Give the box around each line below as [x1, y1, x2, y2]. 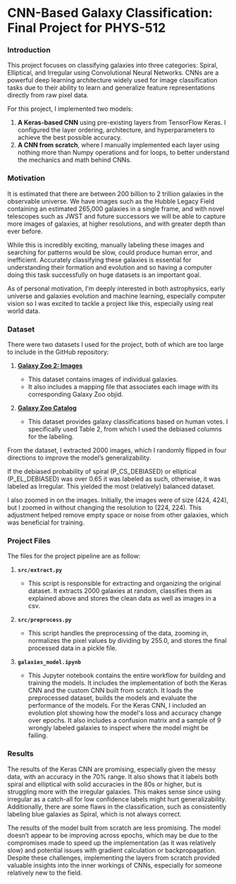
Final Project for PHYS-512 [7, 20, 166, 36]
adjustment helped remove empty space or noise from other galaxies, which [7, 511, 229, 520]
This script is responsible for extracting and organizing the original [27, 579, 221, 588]
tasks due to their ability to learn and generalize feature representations [7, 83, 216, 92]
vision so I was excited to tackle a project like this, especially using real [7, 299, 213, 307]
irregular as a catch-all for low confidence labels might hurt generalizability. [7, 794, 227, 803]
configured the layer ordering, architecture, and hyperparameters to [17, 125, 215, 135]
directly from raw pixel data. [7, 91, 89, 99]
